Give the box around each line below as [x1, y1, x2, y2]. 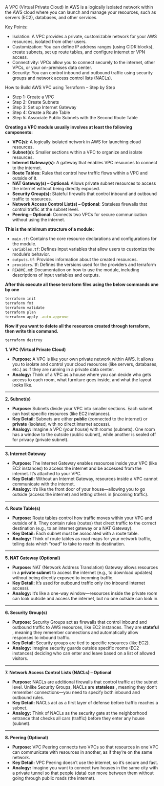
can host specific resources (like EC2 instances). [12, 411, 111, 417]
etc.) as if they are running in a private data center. [12, 367, 114, 372]
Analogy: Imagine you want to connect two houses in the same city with [12, 765, 158, 771]
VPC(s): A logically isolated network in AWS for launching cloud [12, 139, 141, 145]
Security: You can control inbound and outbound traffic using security [12, 70, 153, 75]
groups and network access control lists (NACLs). [12, 75, 112, 81]
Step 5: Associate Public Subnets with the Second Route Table [12, 115, 138, 120]
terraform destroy [5, 338, 42, 343]
